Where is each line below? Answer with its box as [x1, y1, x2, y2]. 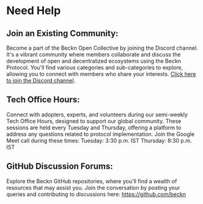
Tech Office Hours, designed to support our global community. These [6, 117, 182, 124]
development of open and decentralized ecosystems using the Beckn [6, 58, 182, 64]
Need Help [6, 4, 61, 18]
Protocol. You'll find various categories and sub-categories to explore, [6, 64, 183, 71]
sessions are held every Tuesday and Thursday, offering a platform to [6, 124, 182, 131]
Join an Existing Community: [6, 28, 119, 39]
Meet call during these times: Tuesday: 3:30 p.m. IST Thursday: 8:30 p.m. [6, 137, 192, 144]
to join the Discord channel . [6, 77, 76, 84]
